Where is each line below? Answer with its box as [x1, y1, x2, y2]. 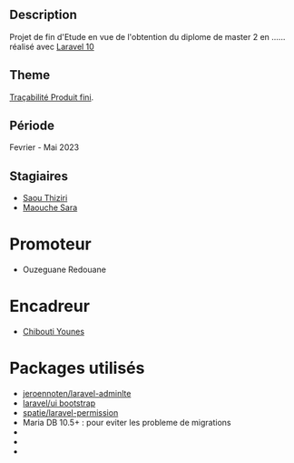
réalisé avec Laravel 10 [9, 41, 95, 52]
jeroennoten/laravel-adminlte [22, 388, 132, 399]
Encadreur [9, 296, 91, 317]
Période [9, 118, 54, 134]
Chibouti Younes [22, 327, 84, 337]
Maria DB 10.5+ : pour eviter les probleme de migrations [22, 418, 231, 428]
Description [9, 7, 77, 23]
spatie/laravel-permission [22, 408, 119, 418]
